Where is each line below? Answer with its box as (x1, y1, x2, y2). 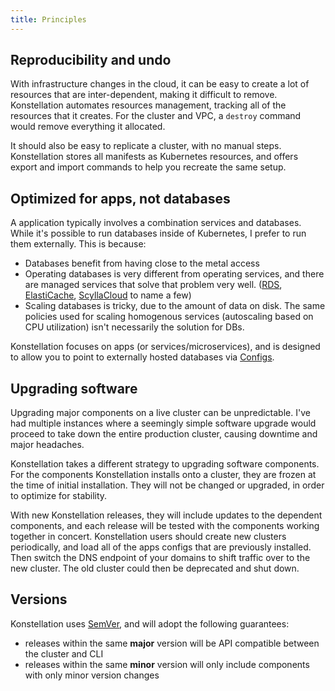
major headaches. (10, 439, 85, 451)
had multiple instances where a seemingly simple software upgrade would (10, 417, 317, 430)
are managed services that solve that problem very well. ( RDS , (24, 279, 283, 291)
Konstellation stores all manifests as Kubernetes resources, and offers (10, 151, 299, 163)
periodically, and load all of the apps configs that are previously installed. (10, 541, 312, 553)
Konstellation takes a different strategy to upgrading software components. (10, 458, 320, 470)
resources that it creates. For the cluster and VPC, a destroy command (10, 110, 302, 122)
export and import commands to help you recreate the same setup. (10, 161, 287, 173)
